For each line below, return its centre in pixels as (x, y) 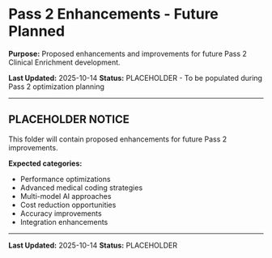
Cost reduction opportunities (68, 205)
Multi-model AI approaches (66, 196)
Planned (37, 31)
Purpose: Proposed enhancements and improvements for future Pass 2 (127, 53)
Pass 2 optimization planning (57, 87)
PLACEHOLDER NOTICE (69, 119)
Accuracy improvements (61, 213)
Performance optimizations (65, 179)
